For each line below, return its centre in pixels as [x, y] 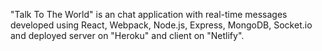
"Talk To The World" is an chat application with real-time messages [149, 14]
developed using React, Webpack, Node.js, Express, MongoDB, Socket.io [161, 25]
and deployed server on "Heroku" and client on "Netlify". [127, 35]
